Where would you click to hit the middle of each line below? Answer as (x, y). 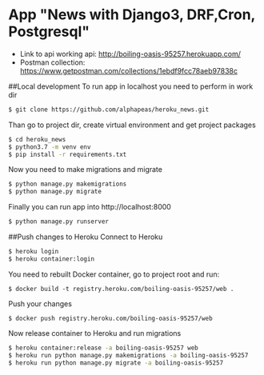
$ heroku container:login (51, 259)
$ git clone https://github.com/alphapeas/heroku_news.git (109, 110)
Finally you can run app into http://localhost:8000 (90, 207)
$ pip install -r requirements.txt (68, 154)
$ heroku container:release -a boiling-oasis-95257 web (103, 348)
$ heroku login (34, 252)
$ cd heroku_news (37, 139)
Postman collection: (52, 62)
